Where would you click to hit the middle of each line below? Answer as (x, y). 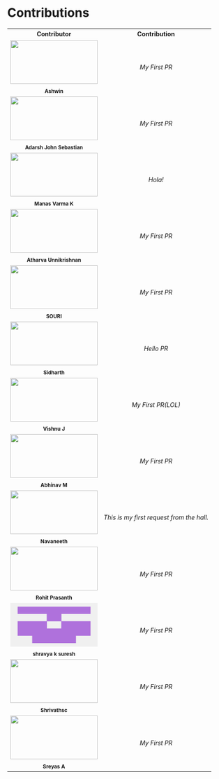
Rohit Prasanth (54, 598)
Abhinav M (54, 485)
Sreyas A (54, 767)
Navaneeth (54, 541)
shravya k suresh (54, 654)
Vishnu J (54, 429)
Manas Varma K (54, 204)
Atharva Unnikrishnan (54, 260)
